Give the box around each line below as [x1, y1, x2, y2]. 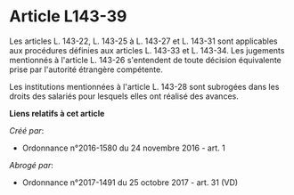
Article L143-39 [9, 6, 127, 27]
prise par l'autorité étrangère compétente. [9, 64, 163, 75]
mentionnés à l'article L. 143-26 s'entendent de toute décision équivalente [9, 54, 282, 65]
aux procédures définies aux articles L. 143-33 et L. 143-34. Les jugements [9, 45, 285, 55]
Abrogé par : [9, 159, 53, 170]
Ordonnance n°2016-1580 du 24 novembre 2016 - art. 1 [21, 142, 225, 153]
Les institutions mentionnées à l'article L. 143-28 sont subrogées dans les [9, 81, 280, 92]
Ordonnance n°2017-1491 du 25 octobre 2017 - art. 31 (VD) [21, 176, 239, 188]
